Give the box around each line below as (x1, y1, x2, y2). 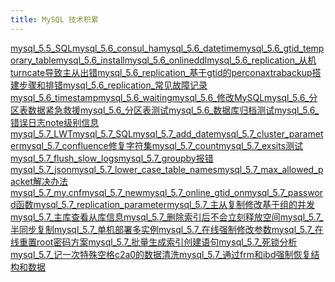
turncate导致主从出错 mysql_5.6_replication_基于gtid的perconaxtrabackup (10, 66, 313, 78)
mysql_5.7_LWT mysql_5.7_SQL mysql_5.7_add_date (10, 127, 215, 140)
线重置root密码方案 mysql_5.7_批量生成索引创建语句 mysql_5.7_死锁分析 (10, 236, 298, 248)
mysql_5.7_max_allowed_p (216, 163, 324, 175)
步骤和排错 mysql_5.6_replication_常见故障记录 (18, 79, 208, 91)
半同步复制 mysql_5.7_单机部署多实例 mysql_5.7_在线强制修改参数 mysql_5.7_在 (10, 223, 324, 235)
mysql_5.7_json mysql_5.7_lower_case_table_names (10, 163, 218, 175)
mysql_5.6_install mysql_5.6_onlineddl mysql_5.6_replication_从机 (55, 54, 317, 66)
